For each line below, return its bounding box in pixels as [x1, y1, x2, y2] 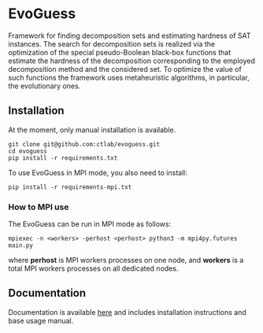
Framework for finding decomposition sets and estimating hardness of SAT [8, 31, 251, 40]
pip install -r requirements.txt [8, 154, 118, 162]
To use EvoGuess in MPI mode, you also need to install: [8, 167, 187, 178]
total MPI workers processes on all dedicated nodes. [8, 264, 179, 273]
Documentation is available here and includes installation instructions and [8, 307, 246, 316]
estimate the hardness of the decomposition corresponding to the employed [8, 56, 256, 65]
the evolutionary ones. [8, 80, 81, 91]
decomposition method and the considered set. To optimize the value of [8, 64, 242, 73]
